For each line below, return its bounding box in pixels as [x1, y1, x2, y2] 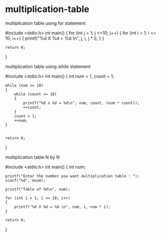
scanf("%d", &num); [5, 178, 46, 183]
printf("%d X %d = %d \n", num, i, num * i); [14, 204, 111, 209]
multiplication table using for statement [5, 20, 86, 26]
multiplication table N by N [5, 154, 60, 160]
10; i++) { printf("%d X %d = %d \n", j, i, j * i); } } [5, 35, 104, 41]
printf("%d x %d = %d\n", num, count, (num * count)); [23, 100, 140, 105]
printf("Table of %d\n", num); [5, 187, 70, 192]
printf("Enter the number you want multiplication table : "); [5, 173, 140, 179]
